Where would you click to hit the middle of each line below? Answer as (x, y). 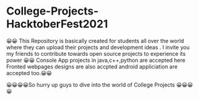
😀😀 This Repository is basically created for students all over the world (95, 41)
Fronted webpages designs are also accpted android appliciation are (92, 66)
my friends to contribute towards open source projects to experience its (96, 53)
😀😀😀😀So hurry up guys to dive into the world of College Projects (91, 85)
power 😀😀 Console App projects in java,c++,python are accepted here (96, 60)
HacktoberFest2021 (57, 24)
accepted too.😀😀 (29, 73)
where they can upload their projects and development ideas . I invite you (98, 47)
